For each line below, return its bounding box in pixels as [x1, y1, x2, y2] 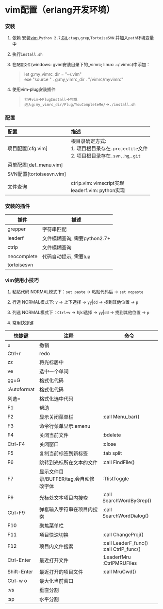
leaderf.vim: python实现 [71, 187, 125, 193]
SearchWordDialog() [102, 512, 149, 519]
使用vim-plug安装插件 [12, 87, 56, 92]
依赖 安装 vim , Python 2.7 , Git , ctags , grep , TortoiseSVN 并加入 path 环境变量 [12, 35, 154, 41]
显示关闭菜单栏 [39, 414, 74, 420]
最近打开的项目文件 [39, 569, 83, 575]
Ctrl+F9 [7, 509, 25, 516]
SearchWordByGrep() [102, 497, 152, 504]
